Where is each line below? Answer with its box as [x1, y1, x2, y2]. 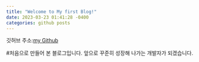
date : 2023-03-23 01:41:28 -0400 [6, 14, 89, 20]
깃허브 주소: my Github [6, 37, 58, 44]
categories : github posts [6, 20, 70, 26]
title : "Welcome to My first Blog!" [6, 8, 97, 15]
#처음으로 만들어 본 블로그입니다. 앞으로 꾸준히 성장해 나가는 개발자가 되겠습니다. [6, 49, 194, 57]
